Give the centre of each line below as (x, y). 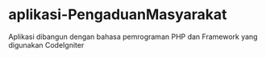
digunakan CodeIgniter (46, 44)
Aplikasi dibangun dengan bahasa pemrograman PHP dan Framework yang (133, 37)
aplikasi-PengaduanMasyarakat (118, 15)
